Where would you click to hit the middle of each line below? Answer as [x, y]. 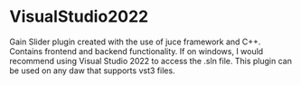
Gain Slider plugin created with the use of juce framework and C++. [135, 42]
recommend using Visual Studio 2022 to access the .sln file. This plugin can [150, 61]
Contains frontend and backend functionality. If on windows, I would [136, 51]
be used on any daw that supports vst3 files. [92, 71]
